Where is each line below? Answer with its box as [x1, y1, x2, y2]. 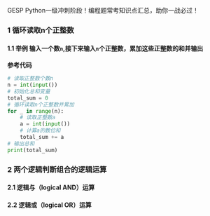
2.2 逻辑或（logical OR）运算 [7, 201, 92, 209]
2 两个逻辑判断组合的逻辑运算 [7, 164, 107, 174]
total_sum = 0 [7, 94, 49, 102]
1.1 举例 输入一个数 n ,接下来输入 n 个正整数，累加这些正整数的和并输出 [7, 44, 204, 53]
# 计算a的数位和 [20, 127, 61, 135]
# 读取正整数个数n [7, 75, 54, 82]
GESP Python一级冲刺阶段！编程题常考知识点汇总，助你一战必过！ [7, 6, 199, 14]
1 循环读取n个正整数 [7, 25, 74, 35]
